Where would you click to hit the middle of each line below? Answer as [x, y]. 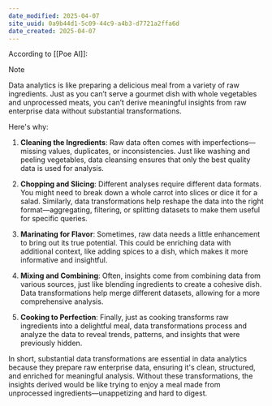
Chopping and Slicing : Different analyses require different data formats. [140, 184]
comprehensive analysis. [62, 301]
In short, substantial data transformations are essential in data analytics [128, 359]
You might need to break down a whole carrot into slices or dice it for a [139, 193]
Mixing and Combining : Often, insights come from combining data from [140, 276]
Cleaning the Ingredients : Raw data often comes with [110, 143]
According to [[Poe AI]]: [48, 54]
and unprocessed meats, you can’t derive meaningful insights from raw [128, 103]
